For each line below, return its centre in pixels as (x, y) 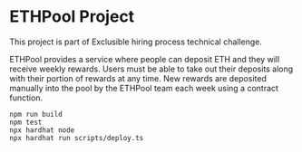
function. (26, 98)
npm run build (36, 114)
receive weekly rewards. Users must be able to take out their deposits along (151, 69)
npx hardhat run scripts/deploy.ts (77, 138)
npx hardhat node (42, 130)
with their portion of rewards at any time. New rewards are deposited (138, 78)
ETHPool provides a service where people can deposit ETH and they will (145, 59)
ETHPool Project (72, 17)
